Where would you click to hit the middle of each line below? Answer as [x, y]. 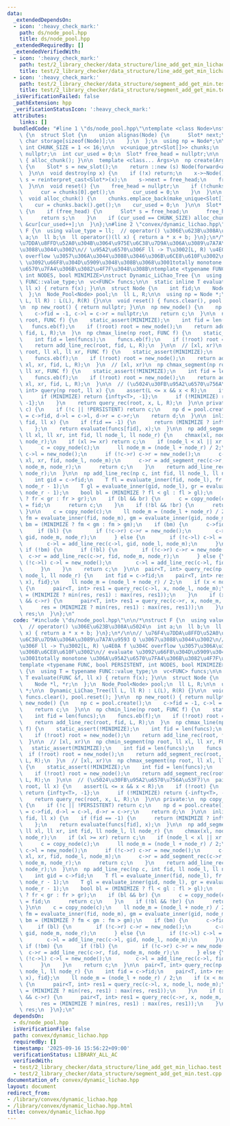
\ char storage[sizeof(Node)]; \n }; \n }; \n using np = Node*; [117, 142]
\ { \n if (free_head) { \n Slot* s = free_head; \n [104, 212]
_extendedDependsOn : [42, 20]
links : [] [34, 122]
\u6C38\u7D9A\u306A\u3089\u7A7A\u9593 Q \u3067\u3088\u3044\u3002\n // [122, 640]
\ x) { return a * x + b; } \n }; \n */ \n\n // [81, 633]
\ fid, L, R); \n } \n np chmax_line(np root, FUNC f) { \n [105, 333]
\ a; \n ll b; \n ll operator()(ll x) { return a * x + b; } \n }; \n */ [121, 237]
